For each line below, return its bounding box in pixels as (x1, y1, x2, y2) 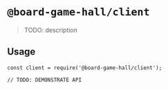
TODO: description (24, 26, 78, 34)
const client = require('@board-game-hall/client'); (7, 64, 162, 71)
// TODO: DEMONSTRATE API (7, 76, 82, 83)
